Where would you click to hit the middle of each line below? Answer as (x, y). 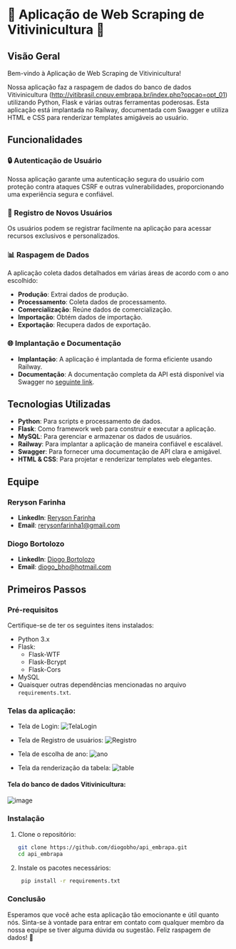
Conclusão (27, 899)
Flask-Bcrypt (47, 662)
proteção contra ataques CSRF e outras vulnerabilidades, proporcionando (116, 187)
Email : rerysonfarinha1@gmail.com (69, 525)
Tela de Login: (39, 726)
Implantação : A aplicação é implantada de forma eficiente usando (115, 359)
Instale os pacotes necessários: (64, 868)
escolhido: (23, 281)
